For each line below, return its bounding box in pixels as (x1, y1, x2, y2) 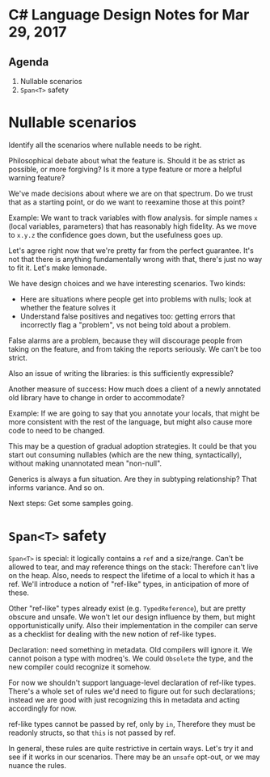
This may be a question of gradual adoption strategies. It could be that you (8, 441, 257, 450)
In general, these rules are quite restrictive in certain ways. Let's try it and (8, 743, 254, 753)
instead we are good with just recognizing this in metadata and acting (8, 695, 240, 704)
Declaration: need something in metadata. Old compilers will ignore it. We (8, 644, 253, 654)
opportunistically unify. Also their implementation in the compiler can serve (8, 620, 259, 630)
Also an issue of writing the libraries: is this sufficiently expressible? (8, 368, 234, 378)
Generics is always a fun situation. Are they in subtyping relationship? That (8, 474, 257, 484)
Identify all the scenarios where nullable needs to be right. (8, 140, 202, 150)
